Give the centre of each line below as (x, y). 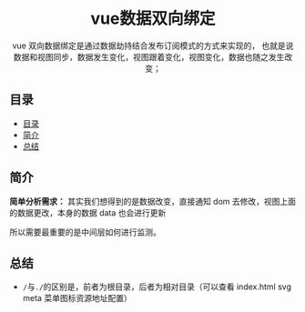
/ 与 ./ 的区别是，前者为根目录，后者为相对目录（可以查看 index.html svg (157, 287)
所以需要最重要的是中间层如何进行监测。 (85, 232)
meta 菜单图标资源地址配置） (77, 298)
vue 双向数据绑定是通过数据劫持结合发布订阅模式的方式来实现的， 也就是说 (153, 45)
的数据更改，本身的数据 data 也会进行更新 (88, 212)
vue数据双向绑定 (153, 19)
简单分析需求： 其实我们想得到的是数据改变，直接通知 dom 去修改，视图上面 (153, 201)
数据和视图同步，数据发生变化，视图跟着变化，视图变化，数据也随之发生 (149, 56)
